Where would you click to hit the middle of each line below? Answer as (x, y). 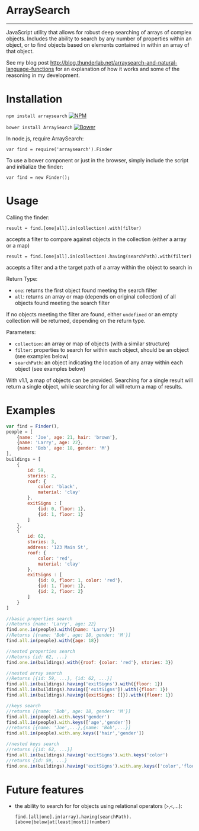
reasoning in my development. (43, 75)
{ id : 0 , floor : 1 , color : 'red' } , (80, 580)
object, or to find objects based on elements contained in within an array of (98, 44)
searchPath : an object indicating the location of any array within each (99, 362)
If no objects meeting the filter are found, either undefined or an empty (92, 314)
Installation (34, 99)
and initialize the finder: (35, 166)
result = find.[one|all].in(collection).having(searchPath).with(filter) (99, 256)
